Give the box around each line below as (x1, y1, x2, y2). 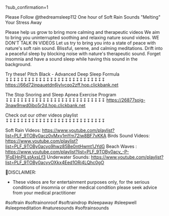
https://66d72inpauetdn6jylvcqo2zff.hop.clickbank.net (5, 82, 119, 88)
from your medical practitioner (12, 190, 76, 196)
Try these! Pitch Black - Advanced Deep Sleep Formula (5, 71, 120, 77)
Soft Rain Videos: (5, 127, 41, 133)
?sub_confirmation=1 (5, 5, 49, 10)
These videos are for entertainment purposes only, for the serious (12, 179, 150, 185)
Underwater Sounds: (46, 154, 90, 160)
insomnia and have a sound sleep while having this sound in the (5, 56, 138, 62)
